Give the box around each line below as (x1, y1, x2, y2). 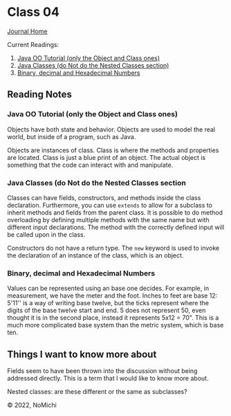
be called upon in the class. (7, 230, 86, 239)
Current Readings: (7, 40, 59, 48)
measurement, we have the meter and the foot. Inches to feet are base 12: (7, 291, 218, 300)
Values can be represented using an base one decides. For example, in (7, 284, 210, 293)
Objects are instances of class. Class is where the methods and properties (7, 146, 219, 154)
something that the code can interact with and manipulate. (7, 161, 174, 169)
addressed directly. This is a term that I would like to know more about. (7, 374, 209, 383)
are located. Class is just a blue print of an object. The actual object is (7, 153, 206, 161)
